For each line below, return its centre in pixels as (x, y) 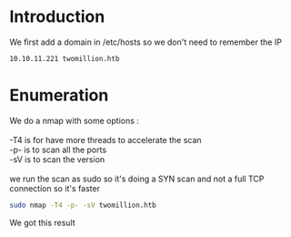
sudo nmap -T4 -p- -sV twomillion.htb (83, 205)
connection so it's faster (55, 188)
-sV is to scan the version (57, 159)
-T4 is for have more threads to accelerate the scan (105, 139)
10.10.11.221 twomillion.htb (65, 58)
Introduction (57, 17)
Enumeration (59, 95)
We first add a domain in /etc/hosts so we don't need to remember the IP (145, 42)
